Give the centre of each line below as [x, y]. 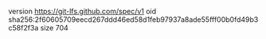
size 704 [55, 28]
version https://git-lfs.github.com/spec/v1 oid [82, 11]
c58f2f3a [23, 28]
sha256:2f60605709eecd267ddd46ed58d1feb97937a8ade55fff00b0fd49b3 [133, 19]
